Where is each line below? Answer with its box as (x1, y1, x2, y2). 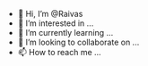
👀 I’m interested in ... (17, 18, 94, 29)
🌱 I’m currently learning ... (17, 28, 114, 37)
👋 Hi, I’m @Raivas (17, 9, 83, 19)
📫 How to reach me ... (17, 47, 101, 57)
